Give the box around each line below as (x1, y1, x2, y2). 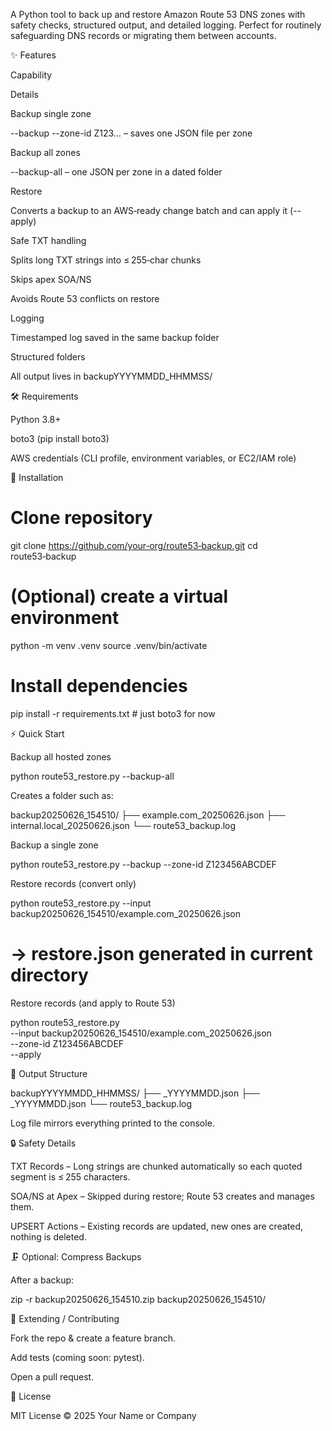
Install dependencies (10, 675, 188, 698)
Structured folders (10, 351, 86, 363)
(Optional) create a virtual (10, 585, 229, 608)
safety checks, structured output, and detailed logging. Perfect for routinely (10, 19, 322, 31)
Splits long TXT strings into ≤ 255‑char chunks (10, 254, 202, 266)
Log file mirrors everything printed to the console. (10, 1117, 215, 1129)
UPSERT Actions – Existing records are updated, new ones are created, (10, 1220, 304, 1232)
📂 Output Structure (10, 1067, 88, 1079)
